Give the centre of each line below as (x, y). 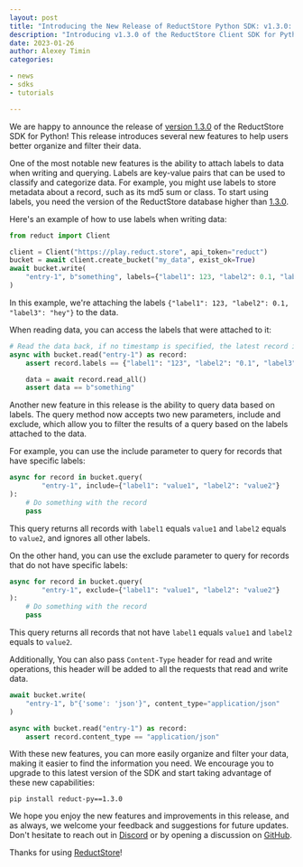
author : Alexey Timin (50, 51)
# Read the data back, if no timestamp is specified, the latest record (149, 346)
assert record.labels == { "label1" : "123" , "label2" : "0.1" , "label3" (161, 363)
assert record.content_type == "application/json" (123, 737)
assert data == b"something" (80, 388)
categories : (32, 60)
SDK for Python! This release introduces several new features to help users (149, 135)
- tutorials (32, 93)
